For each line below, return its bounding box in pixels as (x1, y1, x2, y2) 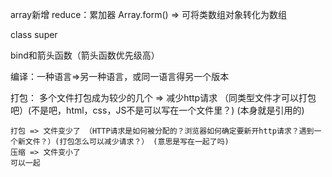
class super (10, 29, 58, 40)
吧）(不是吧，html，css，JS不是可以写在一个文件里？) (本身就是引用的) (10, 104, 305, 116)
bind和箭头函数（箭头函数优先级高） (10, 49, 160, 61)
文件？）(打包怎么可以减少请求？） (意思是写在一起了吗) (24, 137, 230, 147)
